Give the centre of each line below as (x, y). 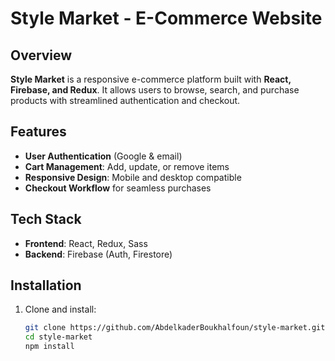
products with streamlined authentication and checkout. (125, 100)
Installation (46, 285)
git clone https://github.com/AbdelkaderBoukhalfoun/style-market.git (175, 328)
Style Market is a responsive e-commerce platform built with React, (151, 79)
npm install (49, 347)
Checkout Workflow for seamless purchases (118, 188)
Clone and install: (60, 309)
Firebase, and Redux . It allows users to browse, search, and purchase (155, 90)
